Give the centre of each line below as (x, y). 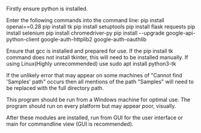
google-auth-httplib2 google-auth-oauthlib (94, 39)
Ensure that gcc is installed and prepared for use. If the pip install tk (90, 51)
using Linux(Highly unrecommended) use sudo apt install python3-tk (91, 64)
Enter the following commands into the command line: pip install (85, 20)
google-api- (181, 33)
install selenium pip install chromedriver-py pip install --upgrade (85, 33)
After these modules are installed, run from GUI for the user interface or (94, 117)
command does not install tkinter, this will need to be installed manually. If (97, 57)
